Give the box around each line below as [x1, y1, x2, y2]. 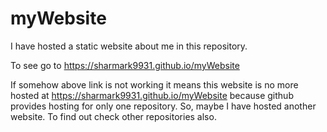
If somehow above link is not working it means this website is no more [10, 78, 299, 91]
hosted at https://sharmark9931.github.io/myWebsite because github [10, 89, 294, 101]
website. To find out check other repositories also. [10, 110, 217, 122]
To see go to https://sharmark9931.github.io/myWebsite [10, 59, 240, 71]
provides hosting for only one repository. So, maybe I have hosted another [10, 100, 317, 112]
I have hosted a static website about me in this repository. [10, 40, 248, 52]
